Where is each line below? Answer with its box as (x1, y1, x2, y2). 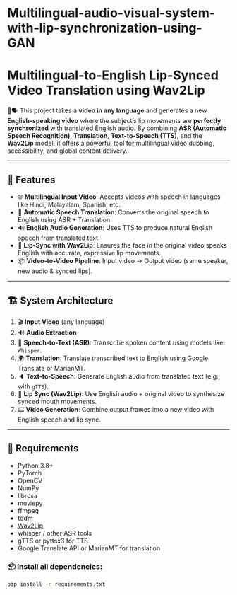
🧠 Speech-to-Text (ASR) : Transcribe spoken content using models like (17, 338, 224, 347)
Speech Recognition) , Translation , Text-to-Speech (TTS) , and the (7, 132, 202, 140)
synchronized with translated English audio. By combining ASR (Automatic (7, 124, 227, 132)
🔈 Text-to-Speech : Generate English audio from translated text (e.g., (17, 371, 221, 380)
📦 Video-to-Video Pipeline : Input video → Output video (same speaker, (17, 256, 229, 265)
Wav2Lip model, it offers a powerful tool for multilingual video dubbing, (7, 139, 215, 148)
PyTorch (17, 468, 42, 477)
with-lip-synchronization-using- (7, 20, 202, 36)
